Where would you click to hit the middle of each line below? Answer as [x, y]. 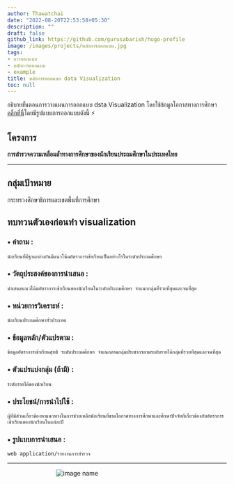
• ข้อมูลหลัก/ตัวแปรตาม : [41, 338]
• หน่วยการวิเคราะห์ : [36, 306]
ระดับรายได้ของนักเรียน [30, 384]
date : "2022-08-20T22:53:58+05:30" [59, 20]
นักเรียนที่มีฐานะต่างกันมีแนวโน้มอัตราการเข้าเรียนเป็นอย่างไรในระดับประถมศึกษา [85, 256]
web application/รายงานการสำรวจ [49, 454]
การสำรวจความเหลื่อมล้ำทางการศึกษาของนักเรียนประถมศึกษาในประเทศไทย [92, 155]
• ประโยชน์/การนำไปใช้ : [41, 401]
